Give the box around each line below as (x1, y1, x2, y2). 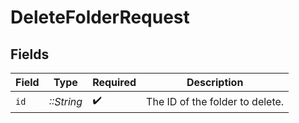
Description (186, 76, 244, 89)
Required (92, 76, 137, 89)
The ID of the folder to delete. (146, 94, 285, 108)
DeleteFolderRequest (10, 6, 190, 29)
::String (48, 94, 83, 108)
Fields (10, 46, 50, 63)
